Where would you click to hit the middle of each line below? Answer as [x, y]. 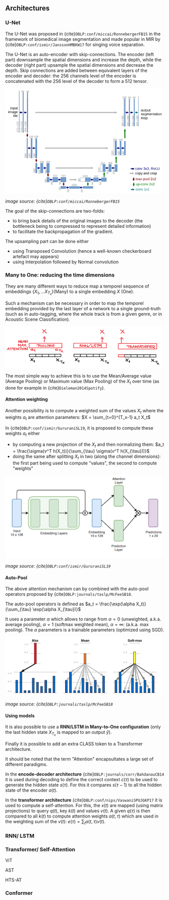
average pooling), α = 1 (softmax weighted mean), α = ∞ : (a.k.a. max [77, 625]
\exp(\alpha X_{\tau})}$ [57, 609]
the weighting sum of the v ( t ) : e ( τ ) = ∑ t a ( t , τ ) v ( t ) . [55, 822]
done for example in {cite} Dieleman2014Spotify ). [55, 388]
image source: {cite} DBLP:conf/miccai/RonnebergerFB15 [63, 201]
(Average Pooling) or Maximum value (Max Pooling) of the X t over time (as [82, 382]
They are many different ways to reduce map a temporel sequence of [77, 286]
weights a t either [23, 434]
